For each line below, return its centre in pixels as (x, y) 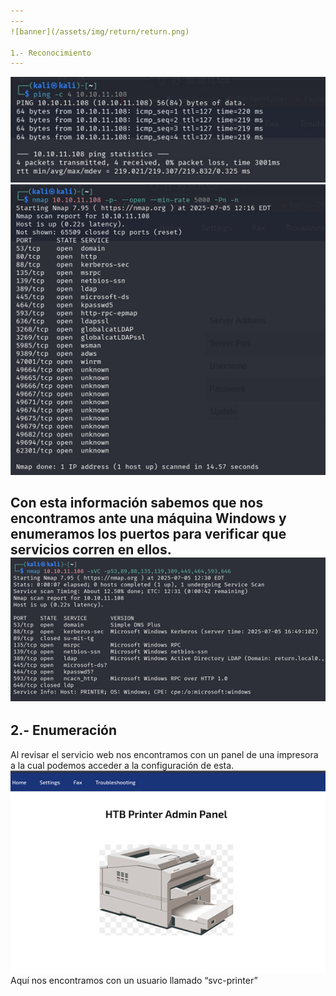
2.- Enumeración (64, 730)
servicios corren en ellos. (91, 550)
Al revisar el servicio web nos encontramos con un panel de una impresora (164, 754)
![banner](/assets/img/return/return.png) (100, 31)
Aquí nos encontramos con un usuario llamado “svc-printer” (134, 981)
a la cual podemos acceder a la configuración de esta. (122, 765)
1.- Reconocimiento (51, 53)
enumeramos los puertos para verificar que (148, 534)
